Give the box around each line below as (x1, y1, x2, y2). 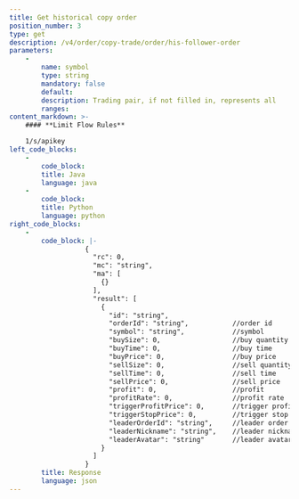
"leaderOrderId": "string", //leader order (108, 418, 289, 428)
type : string (41, 71, 90, 80)
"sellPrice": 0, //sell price (108, 377, 280, 386)
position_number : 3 (9, 21, 82, 30)
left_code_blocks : (9, 145, 77, 154)
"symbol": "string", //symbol (108, 327, 265, 337)
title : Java (41, 170, 86, 179)
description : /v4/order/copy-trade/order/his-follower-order (9, 37, 241, 47)
